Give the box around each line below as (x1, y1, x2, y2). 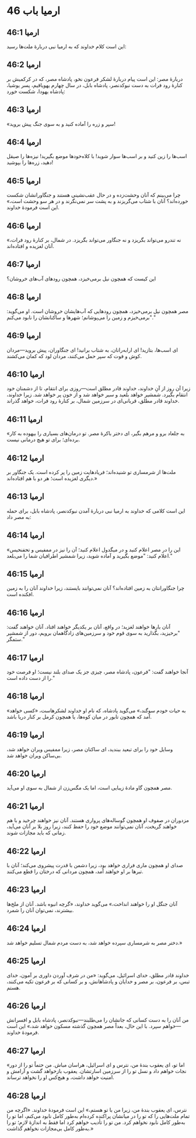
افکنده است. (6, 591, 34, 598)
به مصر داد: (6, 513, 32, 520)
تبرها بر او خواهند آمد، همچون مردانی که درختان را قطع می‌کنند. (6, 868, 143, 875)
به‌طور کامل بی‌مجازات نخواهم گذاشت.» (6, 1125, 94, 1132)
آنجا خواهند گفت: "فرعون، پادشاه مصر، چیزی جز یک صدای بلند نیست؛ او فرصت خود (6, 668, 188, 675)
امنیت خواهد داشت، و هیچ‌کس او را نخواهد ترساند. (6, 1074, 114, 1081)
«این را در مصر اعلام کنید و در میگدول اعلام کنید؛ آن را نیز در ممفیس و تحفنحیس (6, 546, 181, 553)
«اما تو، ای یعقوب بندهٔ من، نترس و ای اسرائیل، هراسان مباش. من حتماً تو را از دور (6, 1061, 185, 1068)
